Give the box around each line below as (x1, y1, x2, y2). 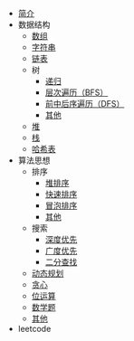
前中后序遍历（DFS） (44, 99, 125, 109)
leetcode (17, 324, 52, 334)
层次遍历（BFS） (44, 87, 109, 98)
